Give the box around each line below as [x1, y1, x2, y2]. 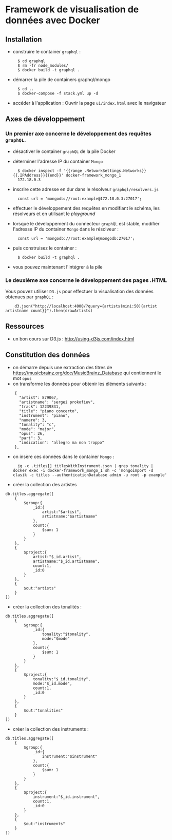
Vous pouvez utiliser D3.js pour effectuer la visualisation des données [5, 288, 154, 294]
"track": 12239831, [18, 404, 61, 409]
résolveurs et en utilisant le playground [12, 211, 95, 217]
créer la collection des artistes [12, 481, 77, 487]
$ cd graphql [17, 59, 46, 64]
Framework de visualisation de [5, 4, 139, 15]
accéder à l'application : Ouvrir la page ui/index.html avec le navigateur [12, 100, 166, 106]
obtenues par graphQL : [5, 294, 54, 300]
